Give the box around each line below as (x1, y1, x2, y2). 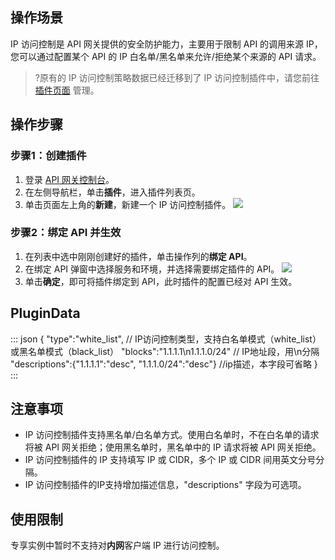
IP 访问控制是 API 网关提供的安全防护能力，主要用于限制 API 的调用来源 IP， (10, 38, 323, 50)
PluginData (10, 305, 81, 322)
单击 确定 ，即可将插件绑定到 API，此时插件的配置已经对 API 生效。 (24, 275, 298, 287)
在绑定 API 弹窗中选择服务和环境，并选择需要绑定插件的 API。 (24, 263, 280, 275)
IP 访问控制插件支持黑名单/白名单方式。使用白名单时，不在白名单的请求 (24, 429, 320, 441)
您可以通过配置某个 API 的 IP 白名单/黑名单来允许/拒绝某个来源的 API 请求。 (10, 50, 322, 62)
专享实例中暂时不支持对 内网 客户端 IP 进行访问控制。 (10, 539, 225, 552)
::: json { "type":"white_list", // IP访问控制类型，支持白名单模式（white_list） (10, 333, 322, 345)
